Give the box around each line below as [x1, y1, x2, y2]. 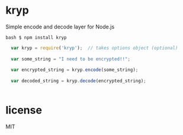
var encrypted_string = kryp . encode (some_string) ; [11, 67, 139, 73]
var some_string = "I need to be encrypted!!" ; [11, 56, 131, 62]
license [5, 104, 43, 117]
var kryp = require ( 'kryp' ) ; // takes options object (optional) [11, 45, 178, 51]
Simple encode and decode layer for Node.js [5, 23, 115, 30]
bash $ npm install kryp [5, 34, 67, 40]
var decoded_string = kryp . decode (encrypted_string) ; [11, 78, 146, 84]
